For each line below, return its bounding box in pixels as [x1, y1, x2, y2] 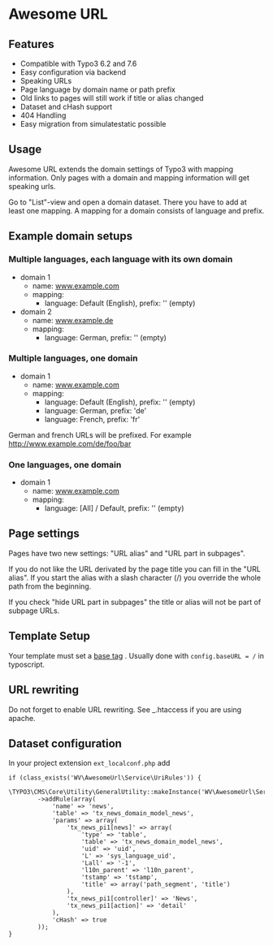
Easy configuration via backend [19, 67, 127, 77]
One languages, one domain [8, 459, 122, 470]
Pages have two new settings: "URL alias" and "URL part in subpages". [8, 548, 245, 558]
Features [8, 37, 54, 51]
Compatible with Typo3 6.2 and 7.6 [19, 58, 137, 68]
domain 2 [19, 306, 53, 317]
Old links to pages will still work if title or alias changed [19, 93, 204, 102]
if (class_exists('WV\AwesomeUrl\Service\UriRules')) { [8, 774, 201, 782]
